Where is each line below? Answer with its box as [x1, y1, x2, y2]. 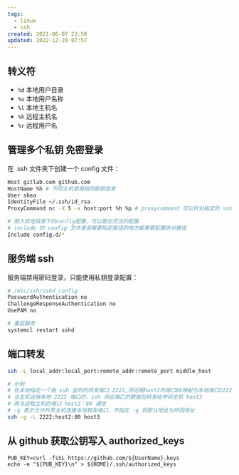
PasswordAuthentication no [7, 294, 87, 301]
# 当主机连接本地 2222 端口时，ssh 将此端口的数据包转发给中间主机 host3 [7, 394, 203, 401]
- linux [14, 17, 37, 24]
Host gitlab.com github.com [7, 178, 91, 185]
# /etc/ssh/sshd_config [7, 287, 78, 295]
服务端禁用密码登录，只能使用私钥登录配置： [7, 272, 139, 282]
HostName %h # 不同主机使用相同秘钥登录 [7, 185, 116, 193]
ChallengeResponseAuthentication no [7, 300, 116, 307]
